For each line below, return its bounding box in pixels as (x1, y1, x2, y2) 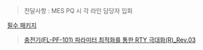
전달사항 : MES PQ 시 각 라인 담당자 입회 (23, 7, 133, 14)
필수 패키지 (7, 21, 37, 29)
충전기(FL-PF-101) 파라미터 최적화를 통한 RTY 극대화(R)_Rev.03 (23, 36, 196, 44)
